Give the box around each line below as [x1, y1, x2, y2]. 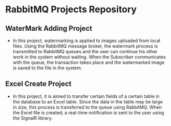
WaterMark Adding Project [5, 24, 92, 33]
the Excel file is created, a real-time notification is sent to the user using [12, 109, 164, 116]
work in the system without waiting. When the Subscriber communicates [12, 54, 166, 60]
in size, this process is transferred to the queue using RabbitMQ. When [12, 104, 162, 110]
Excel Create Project [5, 79, 72, 88]
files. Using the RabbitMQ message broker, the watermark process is [12, 43, 158, 49]
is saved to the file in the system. [12, 65, 82, 71]
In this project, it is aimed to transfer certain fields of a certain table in [12, 93, 160, 99]
